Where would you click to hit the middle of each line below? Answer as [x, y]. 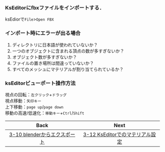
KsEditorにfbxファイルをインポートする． [55, 7]
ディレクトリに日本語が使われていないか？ [55, 44]
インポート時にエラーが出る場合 [43, 33]
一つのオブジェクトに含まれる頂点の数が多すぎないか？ [68, 51]
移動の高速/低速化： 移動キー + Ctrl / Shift [45, 113]
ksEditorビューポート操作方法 [41, 83]
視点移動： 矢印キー [23, 101]
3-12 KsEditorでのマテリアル [117, 134]
